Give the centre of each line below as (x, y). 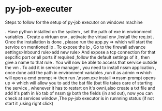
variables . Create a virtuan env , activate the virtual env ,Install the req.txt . (80, 37)
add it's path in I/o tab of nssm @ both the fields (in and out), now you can (79, 93)
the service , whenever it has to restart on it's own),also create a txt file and (80, 88)
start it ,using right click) (29, 103)
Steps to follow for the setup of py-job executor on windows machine (74, 22)
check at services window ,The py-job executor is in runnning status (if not (80, 98)
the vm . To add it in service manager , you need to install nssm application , (81, 67)
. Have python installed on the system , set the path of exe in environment (78, 31)
